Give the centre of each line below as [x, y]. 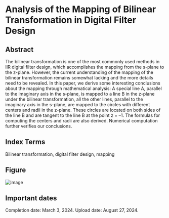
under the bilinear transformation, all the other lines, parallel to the [74, 99]
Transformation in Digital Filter [71, 20]
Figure [16, 170]
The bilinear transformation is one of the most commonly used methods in [82, 61]
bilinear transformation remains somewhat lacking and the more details [79, 78]
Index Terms [25, 142]
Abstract [19, 49]
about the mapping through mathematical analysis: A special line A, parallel [83, 89]
